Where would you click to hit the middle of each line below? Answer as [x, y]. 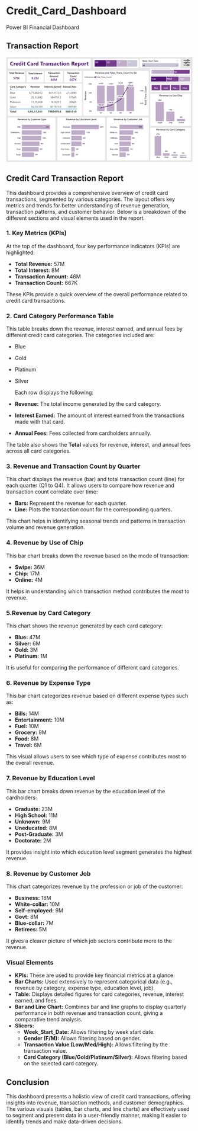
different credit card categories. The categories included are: [80, 335]
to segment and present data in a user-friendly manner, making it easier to [97, 1116]
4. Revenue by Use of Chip [45, 543]
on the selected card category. [61, 1063]
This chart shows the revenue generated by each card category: [85, 626]
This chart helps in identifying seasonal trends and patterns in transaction [96, 521]
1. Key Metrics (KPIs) [36, 233]
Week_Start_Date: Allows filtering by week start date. [89, 1032]
